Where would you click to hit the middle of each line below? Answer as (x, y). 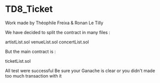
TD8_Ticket (29, 9)
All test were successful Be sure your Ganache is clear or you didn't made (80, 71)
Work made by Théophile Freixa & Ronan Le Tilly (54, 23)
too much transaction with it (33, 76)
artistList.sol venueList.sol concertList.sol (47, 42)
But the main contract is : (31, 51)
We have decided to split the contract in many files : (58, 32)
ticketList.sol (18, 61)
